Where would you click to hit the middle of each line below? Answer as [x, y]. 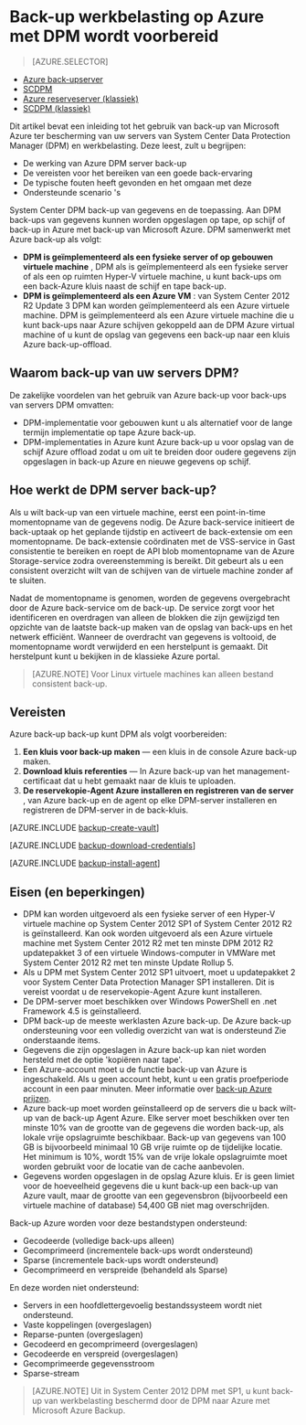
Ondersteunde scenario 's [72, 192]
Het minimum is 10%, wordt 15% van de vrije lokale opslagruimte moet [155, 1157]
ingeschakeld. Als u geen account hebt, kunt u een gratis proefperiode [156, 1079]
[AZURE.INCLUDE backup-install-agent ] [85, 863]
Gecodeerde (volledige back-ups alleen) [99, 1241]
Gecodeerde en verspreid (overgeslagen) [100, 1354]
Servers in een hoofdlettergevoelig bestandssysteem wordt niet [142, 1305]
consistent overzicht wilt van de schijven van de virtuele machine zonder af [152, 570]
